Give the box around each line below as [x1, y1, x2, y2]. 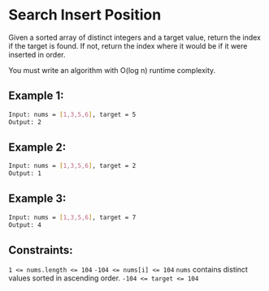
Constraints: [8, 243, 73, 257]
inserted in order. [8, 49, 67, 59]
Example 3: [8, 192, 67, 206]
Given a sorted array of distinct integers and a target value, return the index [8, 32, 262, 42]
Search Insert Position [8, 6, 162, 24]
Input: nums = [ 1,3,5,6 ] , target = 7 [8, 213, 137, 221]
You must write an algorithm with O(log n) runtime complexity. [8, 65, 216, 75]
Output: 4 [8, 220, 42, 229]
